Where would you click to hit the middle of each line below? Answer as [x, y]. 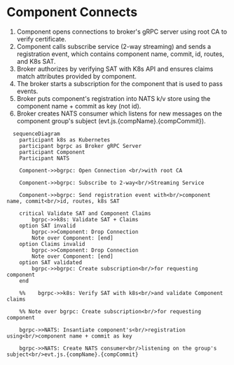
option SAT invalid [48, 226]
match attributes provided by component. [77, 76]
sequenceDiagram [36, 134]
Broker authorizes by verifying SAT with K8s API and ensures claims [115, 69]
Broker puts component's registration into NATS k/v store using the [113, 98]
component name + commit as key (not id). [79, 106]
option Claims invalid [52, 244]
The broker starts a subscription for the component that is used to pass [120, 83]
